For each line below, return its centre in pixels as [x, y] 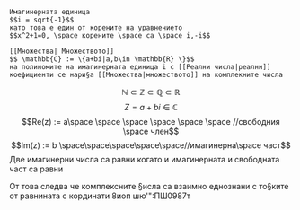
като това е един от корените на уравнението [96, 28]
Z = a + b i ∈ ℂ [151, 107]
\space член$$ [151, 131]
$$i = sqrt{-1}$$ [42, 20]
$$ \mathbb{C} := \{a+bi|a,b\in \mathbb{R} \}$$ [102, 59]
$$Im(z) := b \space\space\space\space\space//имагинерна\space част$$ [151, 145]
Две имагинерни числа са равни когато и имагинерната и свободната [145, 159]
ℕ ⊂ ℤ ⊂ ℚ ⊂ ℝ [151, 92]
